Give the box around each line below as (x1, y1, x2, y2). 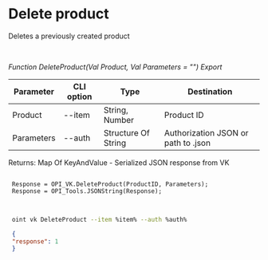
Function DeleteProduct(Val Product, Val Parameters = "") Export (8, 61, 223, 72)
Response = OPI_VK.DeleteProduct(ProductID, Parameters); (11, 180, 209, 188)
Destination (187, 85, 233, 97)
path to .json (164, 137, 211, 148)
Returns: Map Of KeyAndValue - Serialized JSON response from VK (8, 157, 230, 167)
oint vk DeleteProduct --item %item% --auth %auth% (11, 215, 187, 223)
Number (103, 114, 134, 125)
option (66, 91, 93, 102)
